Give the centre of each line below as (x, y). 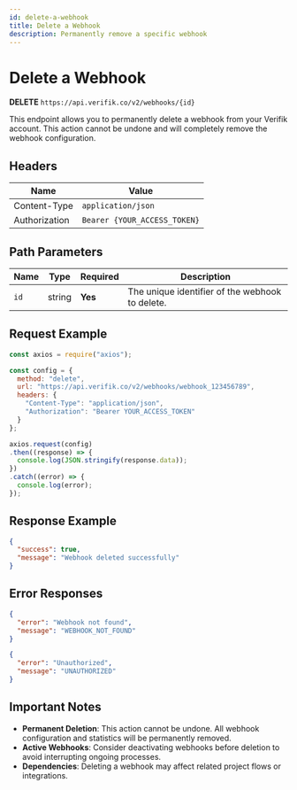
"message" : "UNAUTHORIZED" (67, 671)
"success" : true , (49, 550)
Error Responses (56, 594)
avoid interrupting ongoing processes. (91, 756)
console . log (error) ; (55, 485)
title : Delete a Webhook (55, 26)
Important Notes (55, 707)
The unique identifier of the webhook (205, 291)
